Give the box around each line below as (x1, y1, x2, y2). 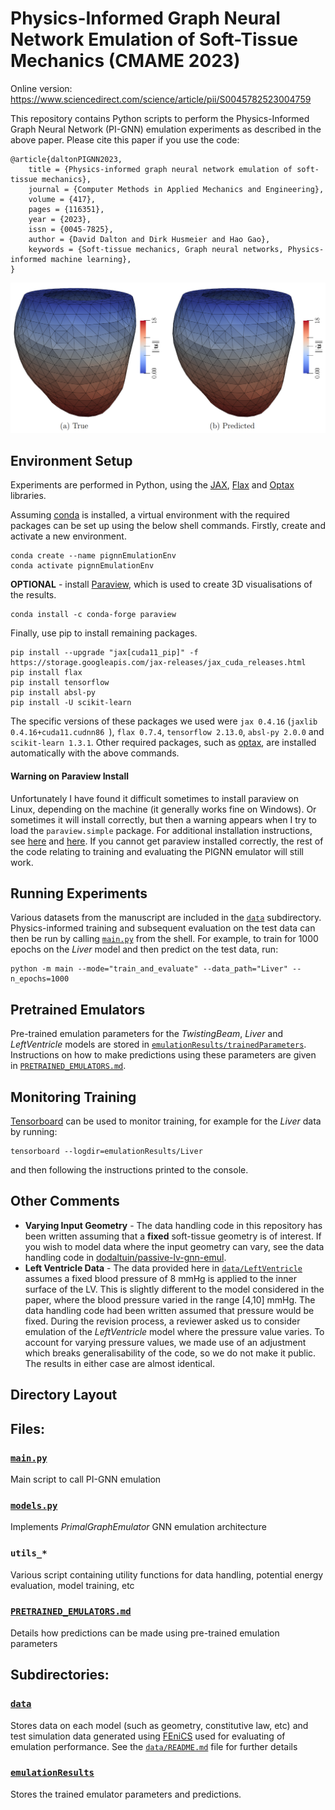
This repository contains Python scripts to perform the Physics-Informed (10, 112, 310, 124)
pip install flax (10, 668, 83, 678)
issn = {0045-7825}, (28, 224, 114, 234)
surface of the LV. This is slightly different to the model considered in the (24, 1283, 325, 1295)
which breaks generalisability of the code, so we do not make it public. (24, 1347, 317, 1359)
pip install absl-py (10, 688, 97, 698)
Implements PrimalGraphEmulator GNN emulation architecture (10, 1521, 267, 1533)
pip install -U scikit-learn (10, 698, 132, 708)
